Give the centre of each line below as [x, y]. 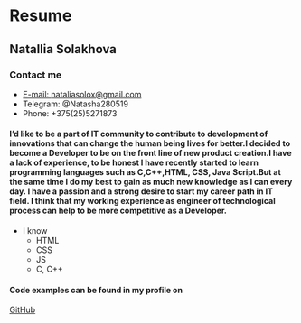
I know [35, 231]
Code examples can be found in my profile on [96, 290]
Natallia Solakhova [63, 49]
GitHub [23, 310]
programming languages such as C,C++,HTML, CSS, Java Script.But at [146, 172]
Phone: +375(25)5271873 [70, 113]
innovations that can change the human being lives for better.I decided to [150, 143]
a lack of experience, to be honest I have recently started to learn [134, 162]
